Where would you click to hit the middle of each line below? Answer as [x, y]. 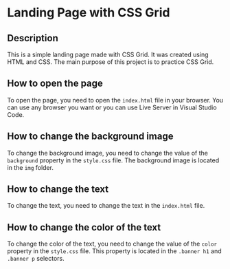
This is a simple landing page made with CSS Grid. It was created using [108, 54]
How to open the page [55, 84]
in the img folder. [30, 167]
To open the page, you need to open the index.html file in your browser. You [115, 100]
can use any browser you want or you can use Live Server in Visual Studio [112, 107]
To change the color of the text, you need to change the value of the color [112, 244]
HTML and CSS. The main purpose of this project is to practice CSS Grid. [111, 62]
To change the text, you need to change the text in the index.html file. [106, 206]
